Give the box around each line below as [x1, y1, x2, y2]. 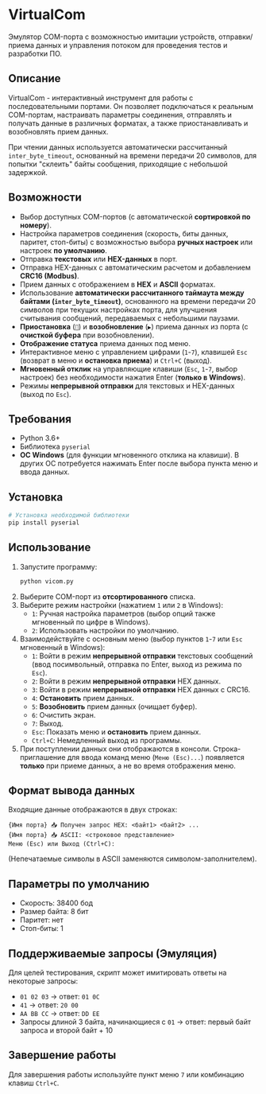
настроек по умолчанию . [19, 245, 107, 255]
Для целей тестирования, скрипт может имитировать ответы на [8, 968, 227, 978]
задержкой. [8, 167, 48, 177]
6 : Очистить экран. [31, 710, 96, 719]
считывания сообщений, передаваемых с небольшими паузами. [19, 313, 240, 323]
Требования [8, 412, 71, 426]
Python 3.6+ [19, 434, 61, 443]
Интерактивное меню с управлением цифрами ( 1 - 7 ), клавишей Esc [19, 347, 248, 356]
